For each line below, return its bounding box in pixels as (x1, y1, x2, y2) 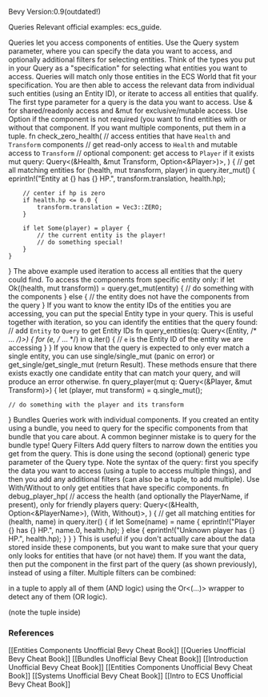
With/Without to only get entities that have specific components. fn (8, 483, 230, 492)
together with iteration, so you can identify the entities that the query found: (8, 318, 258, 326)
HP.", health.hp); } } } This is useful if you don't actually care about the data (8, 534, 256, 543)
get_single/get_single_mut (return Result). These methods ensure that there (8, 360, 258, 369)
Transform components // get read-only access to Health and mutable (8, 140, 238, 149)
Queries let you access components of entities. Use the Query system (8, 38, 239, 47)
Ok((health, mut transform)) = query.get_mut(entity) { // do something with (8, 283, 254, 293)
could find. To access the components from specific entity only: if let (8, 275, 235, 284)
